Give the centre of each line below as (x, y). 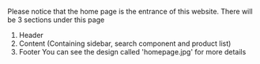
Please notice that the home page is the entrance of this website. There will (130, 11)
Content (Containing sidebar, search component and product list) (125, 43)
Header (31, 35)
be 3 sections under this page (56, 20)
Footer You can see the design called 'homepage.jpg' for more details (132, 52)
